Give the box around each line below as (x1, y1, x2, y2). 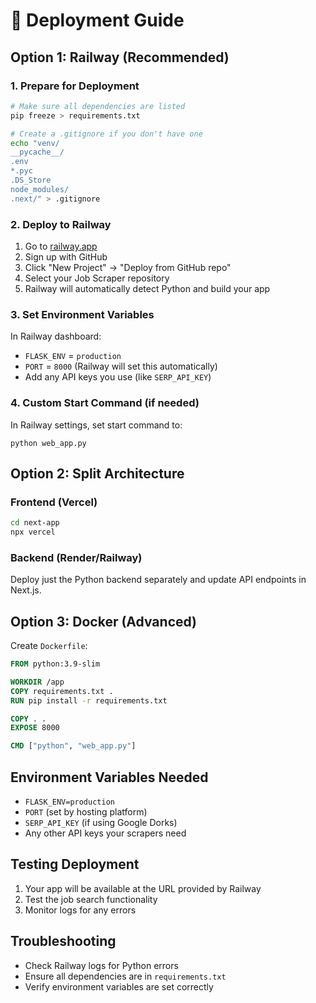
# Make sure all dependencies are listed (10, 101, 186, 111)
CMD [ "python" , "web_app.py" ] (10, 741, 137, 751)
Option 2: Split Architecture (10, 465, 185, 482)
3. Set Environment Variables (10, 307, 155, 321)
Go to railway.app (24, 240, 98, 252)
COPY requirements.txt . (10, 686, 114, 696)
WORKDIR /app (10, 677, 65, 687)
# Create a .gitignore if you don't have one (10, 129, 203, 139)
